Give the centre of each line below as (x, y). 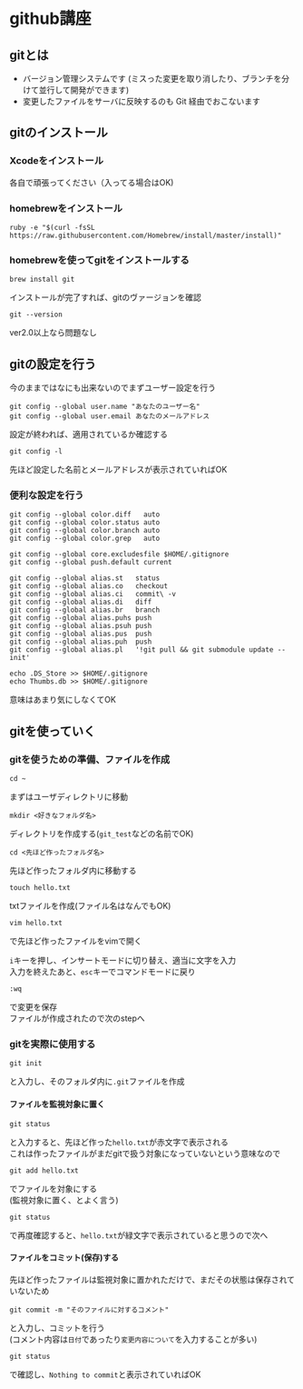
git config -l (36, 452)
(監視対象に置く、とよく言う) (64, 1200)
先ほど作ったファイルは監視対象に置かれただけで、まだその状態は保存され (148, 1279)
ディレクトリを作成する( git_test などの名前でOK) (102, 834)
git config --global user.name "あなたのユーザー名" (105, 407)
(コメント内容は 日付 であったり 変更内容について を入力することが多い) (133, 1339)
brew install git (42, 280)
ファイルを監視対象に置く (57, 1104)
